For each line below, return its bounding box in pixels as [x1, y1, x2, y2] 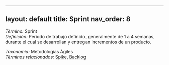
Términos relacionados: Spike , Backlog [5, 54, 87, 60]
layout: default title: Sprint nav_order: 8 [5, 15, 131, 23]
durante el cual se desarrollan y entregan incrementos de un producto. [5, 39, 152, 45]
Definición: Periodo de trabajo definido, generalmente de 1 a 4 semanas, [5, 33, 155, 39]
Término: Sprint [5, 28, 38, 34]
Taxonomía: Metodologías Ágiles [5, 48, 73, 54]
